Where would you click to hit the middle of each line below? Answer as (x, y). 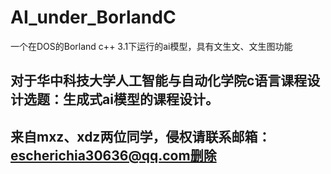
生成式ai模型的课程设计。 (140, 99)
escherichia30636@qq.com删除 (113, 155)
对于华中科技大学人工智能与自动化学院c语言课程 (159, 81)
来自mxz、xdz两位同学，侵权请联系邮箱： (141, 136)
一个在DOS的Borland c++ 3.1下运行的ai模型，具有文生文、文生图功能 (151, 46)
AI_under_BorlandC (93, 17)
